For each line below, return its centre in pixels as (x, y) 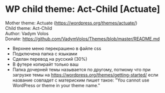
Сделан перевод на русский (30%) (50, 59)
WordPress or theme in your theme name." (56, 85)
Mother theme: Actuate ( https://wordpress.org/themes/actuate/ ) (71, 23)
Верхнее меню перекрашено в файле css (57, 48)
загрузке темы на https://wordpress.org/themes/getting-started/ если (85, 75)
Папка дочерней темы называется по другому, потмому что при (81, 69)
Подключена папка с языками (45, 54)
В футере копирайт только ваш (45, 64)
